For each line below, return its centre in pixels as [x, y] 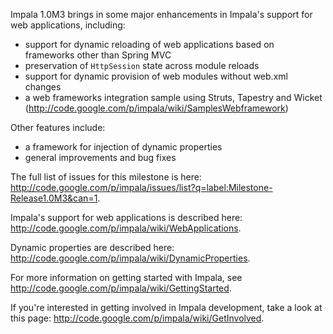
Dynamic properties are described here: [92, 247]
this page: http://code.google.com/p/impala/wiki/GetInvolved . [137, 318]
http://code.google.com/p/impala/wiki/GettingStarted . [121, 288]
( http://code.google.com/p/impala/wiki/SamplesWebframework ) [156, 108]
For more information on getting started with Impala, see [126, 277]
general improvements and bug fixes [100, 157]
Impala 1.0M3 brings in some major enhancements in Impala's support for [161, 14]
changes [43, 87]
